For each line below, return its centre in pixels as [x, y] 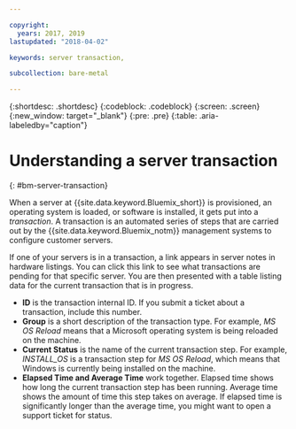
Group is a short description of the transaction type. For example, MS [149, 322]
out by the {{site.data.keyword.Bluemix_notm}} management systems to [140, 231]
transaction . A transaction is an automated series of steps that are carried [144, 221]
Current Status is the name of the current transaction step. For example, [155, 349]
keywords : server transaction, [67, 57]
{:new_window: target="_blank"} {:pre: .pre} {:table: [103, 116]
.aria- [209, 116]
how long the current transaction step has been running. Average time [150, 387]
